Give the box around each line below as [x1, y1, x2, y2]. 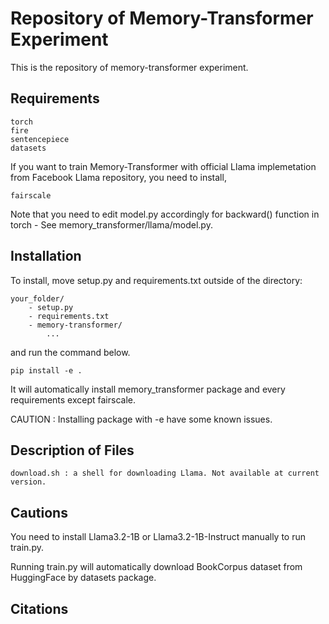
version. [10, 477, 47, 487]
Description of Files [10, 442, 135, 459]
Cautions [10, 504, 68, 521]
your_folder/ [10, 293, 65, 304]
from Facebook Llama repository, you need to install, [10, 171, 227, 183]
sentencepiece [10, 134, 70, 144]
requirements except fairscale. [10, 393, 136, 406]
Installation [10, 248, 82, 265]
